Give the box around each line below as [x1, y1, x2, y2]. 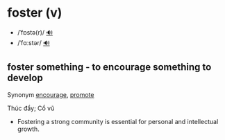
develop [7, 72, 43, 84]
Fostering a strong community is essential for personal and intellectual [17, 117, 219, 125]
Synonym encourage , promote [7, 90, 94, 98]
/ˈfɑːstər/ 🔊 [17, 38, 50, 46]
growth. [17, 125, 40, 133]
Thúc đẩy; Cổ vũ [7, 104, 55, 112]
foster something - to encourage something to [7, 61, 212, 73]
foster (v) [7, 5, 62, 21]
